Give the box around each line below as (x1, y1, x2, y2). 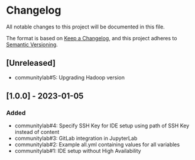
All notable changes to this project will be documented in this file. (6, 23, 165, 30)
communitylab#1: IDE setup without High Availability (14, 148, 141, 155)
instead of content (14, 129, 60, 136)
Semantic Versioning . (6, 41, 58, 48)
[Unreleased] (6, 58, 56, 68)
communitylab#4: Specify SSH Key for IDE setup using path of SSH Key (14, 122, 190, 129)
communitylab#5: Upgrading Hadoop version (14, 73, 125, 81)
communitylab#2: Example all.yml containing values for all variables (14, 141, 180, 148)
